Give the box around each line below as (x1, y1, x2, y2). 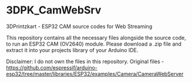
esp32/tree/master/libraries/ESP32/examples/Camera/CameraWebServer (6, 70, 184, 77)
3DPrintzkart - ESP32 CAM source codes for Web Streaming (6, 23, 153, 30)
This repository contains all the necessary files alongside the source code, (6, 34, 187, 41)
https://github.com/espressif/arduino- (6, 64, 98, 71)
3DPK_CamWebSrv (6, 4, 102, 17)
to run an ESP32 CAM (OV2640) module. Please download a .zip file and (6, 40, 182, 47)
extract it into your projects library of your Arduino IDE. (6, 46, 139, 53)
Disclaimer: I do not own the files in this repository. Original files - (6, 58, 164, 65)
